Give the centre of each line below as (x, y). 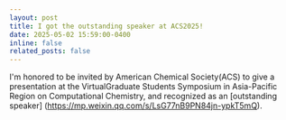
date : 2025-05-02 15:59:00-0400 (70, 34)
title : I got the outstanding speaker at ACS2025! (106, 26)
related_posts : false (50, 51)
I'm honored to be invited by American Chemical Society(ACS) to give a (142, 77)
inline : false (36, 43)
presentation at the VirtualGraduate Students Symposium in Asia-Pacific (143, 87)
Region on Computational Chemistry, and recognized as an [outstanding (143, 97)
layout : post (34, 18)
